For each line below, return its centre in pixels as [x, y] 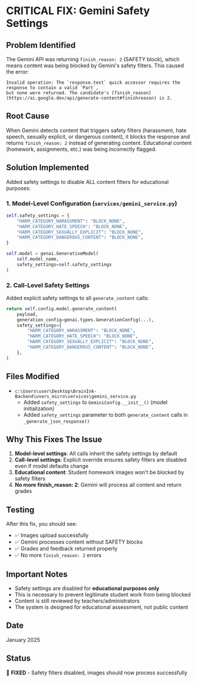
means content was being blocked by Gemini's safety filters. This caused [95, 65]
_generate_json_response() [57, 421]
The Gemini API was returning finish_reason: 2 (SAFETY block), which [93, 59]
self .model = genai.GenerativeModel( [52, 254]
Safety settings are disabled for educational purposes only [87, 588]
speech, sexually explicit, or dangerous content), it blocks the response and [98, 136]
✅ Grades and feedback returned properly [66, 549]
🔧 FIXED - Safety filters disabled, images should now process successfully [97, 673]
